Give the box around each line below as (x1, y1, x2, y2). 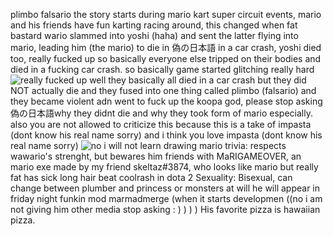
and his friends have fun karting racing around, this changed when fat (10, 19, 298, 31)
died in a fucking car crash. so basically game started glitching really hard (10, 64, 315, 75)
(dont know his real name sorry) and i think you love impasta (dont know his (10, 129, 323, 141)
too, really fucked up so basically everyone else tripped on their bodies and (10, 53, 322, 64)
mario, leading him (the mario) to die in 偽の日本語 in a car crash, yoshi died (10, 42, 322, 53)
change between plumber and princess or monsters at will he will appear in (10, 182, 321, 194)
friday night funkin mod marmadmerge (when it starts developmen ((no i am (10, 193, 323, 204)
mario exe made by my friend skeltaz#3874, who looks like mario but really (10, 161, 319, 173)
